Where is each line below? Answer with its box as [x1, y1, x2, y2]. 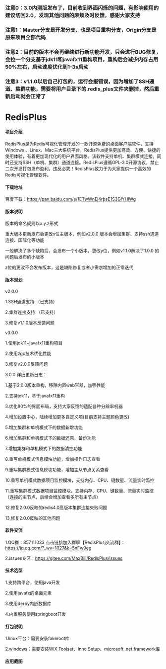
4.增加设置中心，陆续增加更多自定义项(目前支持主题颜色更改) [5, 414, 130, 419]
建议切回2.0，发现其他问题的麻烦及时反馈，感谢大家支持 [5, 11, 140, 18]
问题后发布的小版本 [5, 254, 45, 260]
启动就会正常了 [10, 93, 46, 100]
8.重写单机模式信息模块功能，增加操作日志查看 [5, 456, 101, 462]
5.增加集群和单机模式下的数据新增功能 [5, 424, 83, 430]
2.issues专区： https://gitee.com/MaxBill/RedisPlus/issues [5, 555, 123, 561]
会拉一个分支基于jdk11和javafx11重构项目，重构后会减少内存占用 [5, 56, 159, 63]
